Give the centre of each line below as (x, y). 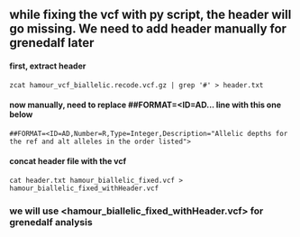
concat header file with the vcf (68, 161)
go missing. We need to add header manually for (148, 29)
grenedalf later (52, 43)
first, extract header (48, 66)
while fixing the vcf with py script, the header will (150, 15)
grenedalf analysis (51, 222)
